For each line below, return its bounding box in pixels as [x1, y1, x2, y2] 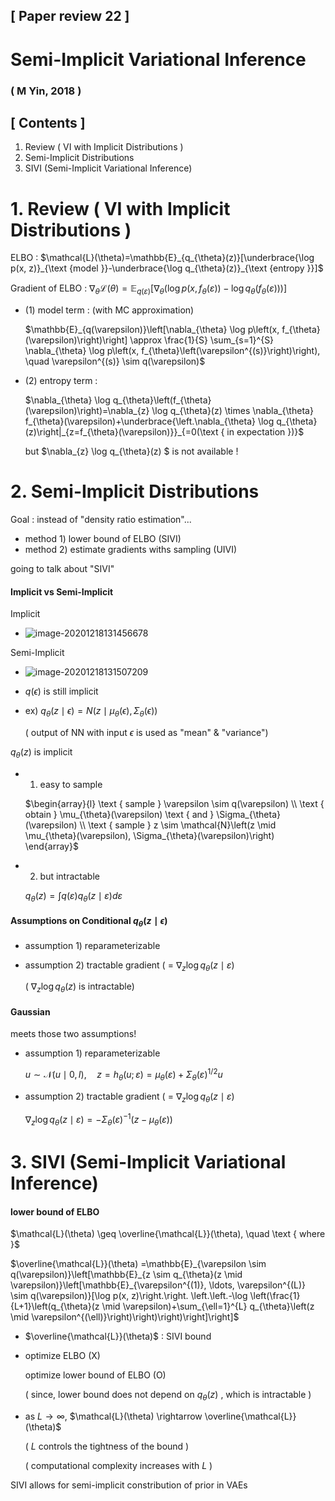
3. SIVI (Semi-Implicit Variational [10, 1151, 287, 1174]
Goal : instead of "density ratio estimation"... [10, 513, 192, 525]
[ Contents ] [10, 114, 86, 131]
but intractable [39, 870, 100, 882]
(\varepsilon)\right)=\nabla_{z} [24, 405, 150, 417]
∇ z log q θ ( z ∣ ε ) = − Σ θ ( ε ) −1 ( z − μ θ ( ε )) [24, 1112, 173, 1128]
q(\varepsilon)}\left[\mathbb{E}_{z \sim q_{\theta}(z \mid [10, 1269, 243, 1281]
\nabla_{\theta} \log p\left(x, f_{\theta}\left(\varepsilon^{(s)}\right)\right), [24, 345, 321, 357]
